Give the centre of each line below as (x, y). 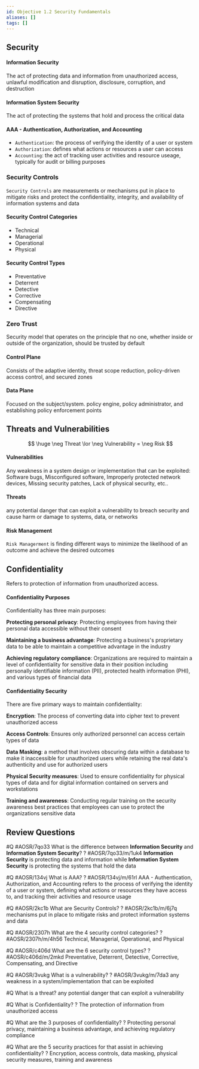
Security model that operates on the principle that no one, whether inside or (99, 337)
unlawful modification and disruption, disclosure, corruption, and (86, 82)
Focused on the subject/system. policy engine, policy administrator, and (95, 404)
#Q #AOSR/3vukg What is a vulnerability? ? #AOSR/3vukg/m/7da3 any (93, 975)
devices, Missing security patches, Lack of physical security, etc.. (87, 483)
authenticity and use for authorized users (57, 765)
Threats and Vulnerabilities (58, 429)
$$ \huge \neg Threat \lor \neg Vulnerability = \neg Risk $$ (100, 443)
